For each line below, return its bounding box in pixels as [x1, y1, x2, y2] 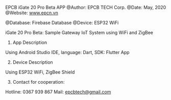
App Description [12, 39, 47, 45]
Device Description [12, 59, 53, 65]
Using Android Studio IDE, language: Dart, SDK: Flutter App [5, 49, 130, 55]
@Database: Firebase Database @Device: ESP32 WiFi [5, 20, 119, 26]
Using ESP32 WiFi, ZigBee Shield [5, 69, 75, 75]
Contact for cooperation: [12, 79, 65, 85]
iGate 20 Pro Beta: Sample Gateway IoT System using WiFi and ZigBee [5, 30, 154, 35]
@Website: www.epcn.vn [5, 10, 59, 16]
